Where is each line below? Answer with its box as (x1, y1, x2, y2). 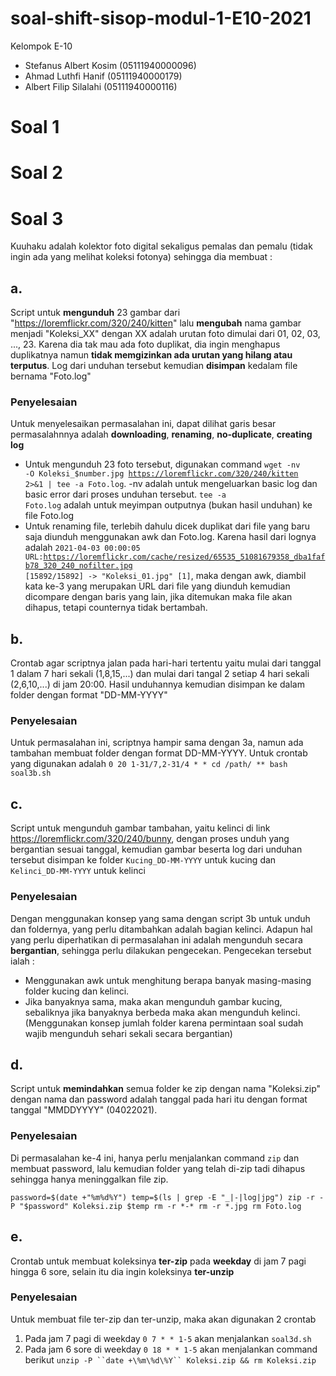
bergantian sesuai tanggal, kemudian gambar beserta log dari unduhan (10, 843, 303, 856)
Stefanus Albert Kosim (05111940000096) (24, 59, 197, 71)
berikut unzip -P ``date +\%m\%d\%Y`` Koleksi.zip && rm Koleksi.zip (24, 1353, 317, 1366)
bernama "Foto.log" (10, 370, 92, 382)
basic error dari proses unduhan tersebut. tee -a (24, 488, 227, 501)
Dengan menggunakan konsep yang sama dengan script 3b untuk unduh (10, 912, 311, 924)
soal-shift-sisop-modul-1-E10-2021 (10, 7, 312, 30)
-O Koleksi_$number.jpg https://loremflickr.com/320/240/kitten (24, 469, 299, 479)
